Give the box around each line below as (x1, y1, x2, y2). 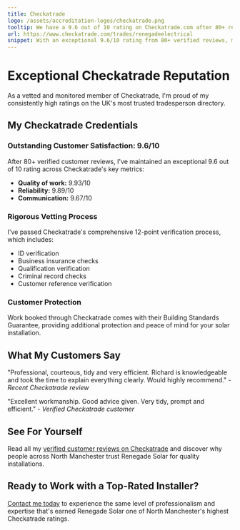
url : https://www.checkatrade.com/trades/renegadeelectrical (7, 30, 194, 38)
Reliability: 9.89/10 (17, 186, 74, 195)
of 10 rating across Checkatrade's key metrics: (7, 165, 145, 173)
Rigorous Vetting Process (7, 211, 98, 221)
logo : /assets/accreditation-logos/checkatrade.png (7, 17, 164, 24)
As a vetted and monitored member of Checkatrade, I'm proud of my (7, 91, 209, 100)
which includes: (7, 235, 54, 244)
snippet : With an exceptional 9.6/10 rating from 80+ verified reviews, (7, 37, 229, 44)
